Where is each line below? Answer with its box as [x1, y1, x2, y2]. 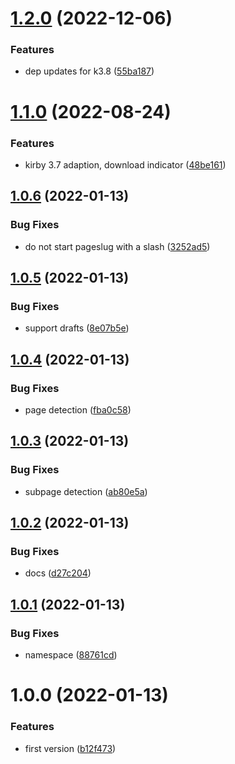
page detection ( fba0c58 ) [24, 404, 132, 416]
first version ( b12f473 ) [24, 742, 117, 754]
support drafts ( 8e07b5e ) [24, 322, 130, 334]
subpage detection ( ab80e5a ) [24, 485, 148, 497]
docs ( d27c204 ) [24, 567, 92, 579]
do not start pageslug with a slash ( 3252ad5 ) [24, 240, 211, 252]
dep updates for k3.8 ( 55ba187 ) [24, 65, 155, 77]
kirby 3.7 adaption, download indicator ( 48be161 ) [24, 158, 227, 171]
